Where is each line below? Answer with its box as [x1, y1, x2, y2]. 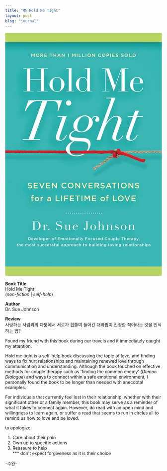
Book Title [5, 281, 27, 287]
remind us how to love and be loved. [5, 415, 80, 421]
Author [5, 301, 20, 307]
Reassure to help [12, 445, 47, 451]
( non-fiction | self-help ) [5, 291, 53, 298]
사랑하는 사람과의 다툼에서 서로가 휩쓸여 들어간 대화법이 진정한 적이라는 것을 [5, 322, 153, 328]
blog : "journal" [5, 18, 39, 23]
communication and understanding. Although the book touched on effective [5, 363, 161, 370]
